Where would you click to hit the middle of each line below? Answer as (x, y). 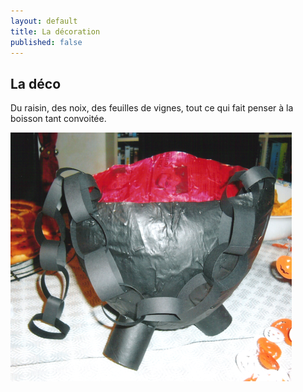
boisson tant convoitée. (58, 119)
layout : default (44, 21)
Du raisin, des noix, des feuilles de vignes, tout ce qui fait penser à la (152, 108)
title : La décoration (55, 31)
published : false (46, 42)
